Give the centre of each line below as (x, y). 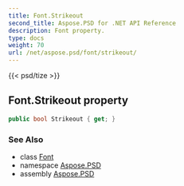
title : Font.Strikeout (46, 16)
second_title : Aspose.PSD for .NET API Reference (92, 23)
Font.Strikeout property (69, 101)
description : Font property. (57, 30)
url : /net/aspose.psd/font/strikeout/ (72, 53)
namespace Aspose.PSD (61, 165)
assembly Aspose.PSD (57, 173)
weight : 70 (26, 46)
